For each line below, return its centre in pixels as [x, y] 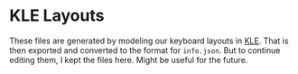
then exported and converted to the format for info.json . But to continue [145, 50]
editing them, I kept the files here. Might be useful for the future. [129, 60]
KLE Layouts [57, 16]
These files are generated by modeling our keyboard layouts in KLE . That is [149, 41]
